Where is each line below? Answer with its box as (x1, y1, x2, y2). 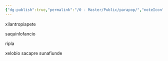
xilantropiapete (5, 21, 36, 27)
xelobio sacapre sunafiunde (5, 50, 62, 56)
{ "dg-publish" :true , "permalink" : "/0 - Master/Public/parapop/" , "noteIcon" (5, 7, 164, 12)
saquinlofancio (5, 30, 36, 36)
